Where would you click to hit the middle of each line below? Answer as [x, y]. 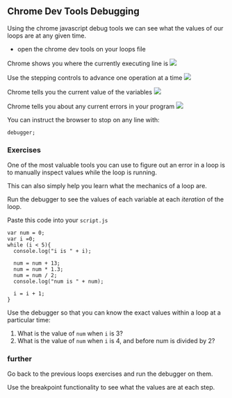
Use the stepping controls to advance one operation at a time [95, 77]
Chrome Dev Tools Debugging [74, 11]
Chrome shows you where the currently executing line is [88, 63]
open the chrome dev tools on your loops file [81, 49]
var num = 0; [26, 233]
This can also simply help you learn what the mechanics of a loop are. [107, 186]
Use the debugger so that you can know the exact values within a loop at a [114, 313]
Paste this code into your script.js [58, 220]
